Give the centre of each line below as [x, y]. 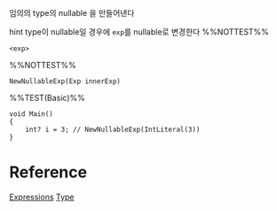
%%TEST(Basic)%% [47, 98]
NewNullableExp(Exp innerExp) [65, 82]
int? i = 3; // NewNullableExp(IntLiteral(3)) [113, 129]
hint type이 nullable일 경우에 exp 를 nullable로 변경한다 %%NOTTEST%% [139, 32]
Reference [48, 172]
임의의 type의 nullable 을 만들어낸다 [72, 13]
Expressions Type [42, 197]
